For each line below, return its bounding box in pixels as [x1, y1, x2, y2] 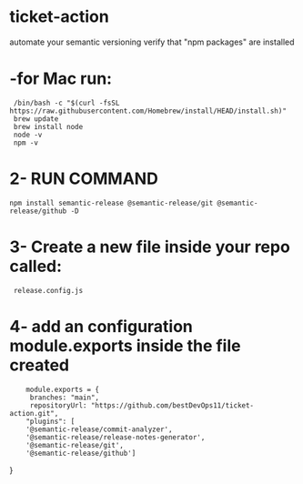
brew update [13, 114, 59, 124]
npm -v [13, 138, 39, 147]
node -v [13, 130, 43, 139]
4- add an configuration [9, 316, 194, 337]
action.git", [9, 408, 59, 418]
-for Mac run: [9, 68, 112, 89]
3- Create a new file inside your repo [9, 237, 291, 257]
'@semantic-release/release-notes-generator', [25, 432, 206, 442]
